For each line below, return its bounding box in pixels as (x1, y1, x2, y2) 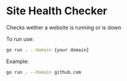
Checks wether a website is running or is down (6, 24, 122, 31)
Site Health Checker (6, 4, 107, 18)
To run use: (6, 35, 34, 42)
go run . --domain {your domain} (6, 46, 89, 53)
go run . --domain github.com (6, 69, 82, 75)
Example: (6, 58, 29, 65)
